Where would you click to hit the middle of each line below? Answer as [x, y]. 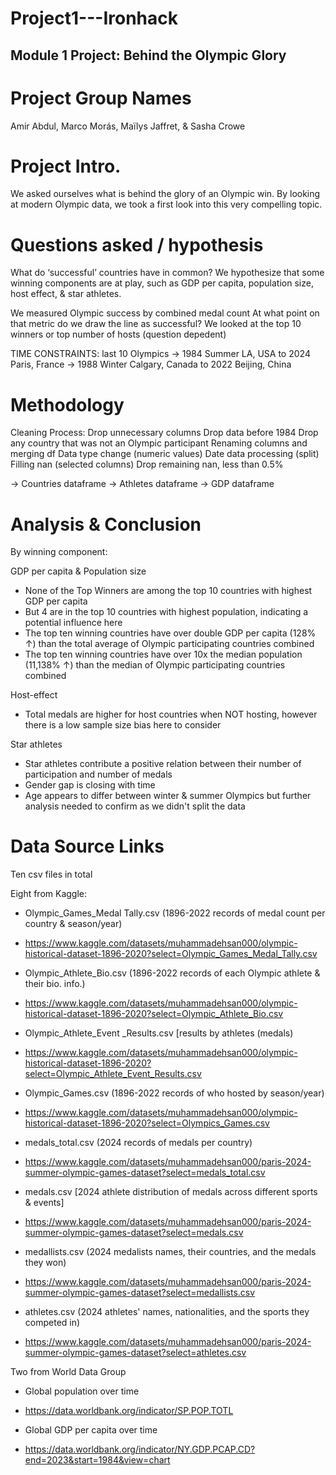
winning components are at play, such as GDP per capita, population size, [162, 283]
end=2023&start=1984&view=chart [97, 1460]
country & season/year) [73, 924]
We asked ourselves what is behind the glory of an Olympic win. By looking [165, 194]
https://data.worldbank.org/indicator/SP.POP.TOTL [129, 1411]
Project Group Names [101, 98]
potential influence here [73, 623]
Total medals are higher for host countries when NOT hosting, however [171, 714]
